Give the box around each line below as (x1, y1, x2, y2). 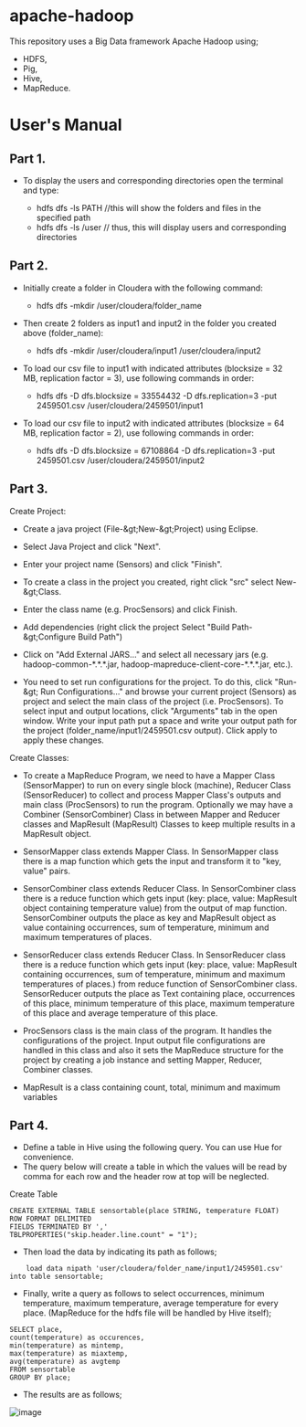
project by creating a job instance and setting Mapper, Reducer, (22, 1054, 263, 1065)
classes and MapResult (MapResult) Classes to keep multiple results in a (22, 819, 296, 830)
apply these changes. (22, 735, 105, 745)
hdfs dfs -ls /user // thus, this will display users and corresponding (36, 221, 287, 233)
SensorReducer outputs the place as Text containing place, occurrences (22, 988, 295, 999)
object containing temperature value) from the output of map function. (22, 902, 288, 914)
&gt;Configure (22, 631, 76, 642)
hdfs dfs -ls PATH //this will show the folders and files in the (36, 202, 262, 213)
